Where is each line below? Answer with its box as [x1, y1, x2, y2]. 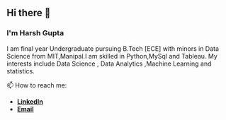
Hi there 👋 [6, 7, 51, 19]
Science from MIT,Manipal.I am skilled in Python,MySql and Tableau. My [6, 52, 217, 60]
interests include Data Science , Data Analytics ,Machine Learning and [6, 59, 212, 68]
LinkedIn [16, 97, 43, 106]
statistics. [6, 66, 35, 75]
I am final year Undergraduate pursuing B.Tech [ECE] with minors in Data [6, 44, 220, 53]
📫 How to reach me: [6, 80, 67, 89]
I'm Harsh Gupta [6, 28, 64, 38]
